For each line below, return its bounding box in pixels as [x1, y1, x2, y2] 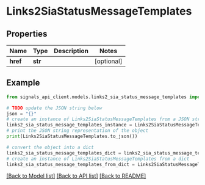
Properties [6, 29, 48, 39]
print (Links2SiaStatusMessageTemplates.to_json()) [6, 133, 138, 140]
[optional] [94, 57, 123, 65]
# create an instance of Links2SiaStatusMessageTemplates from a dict [6, 156, 190, 162]
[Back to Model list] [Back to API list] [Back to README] [6, 172, 146, 180]
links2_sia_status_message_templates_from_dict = [6, 161, 135, 167]
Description [54, 47, 88, 55]
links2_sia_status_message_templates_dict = [6, 150, 121, 156]
